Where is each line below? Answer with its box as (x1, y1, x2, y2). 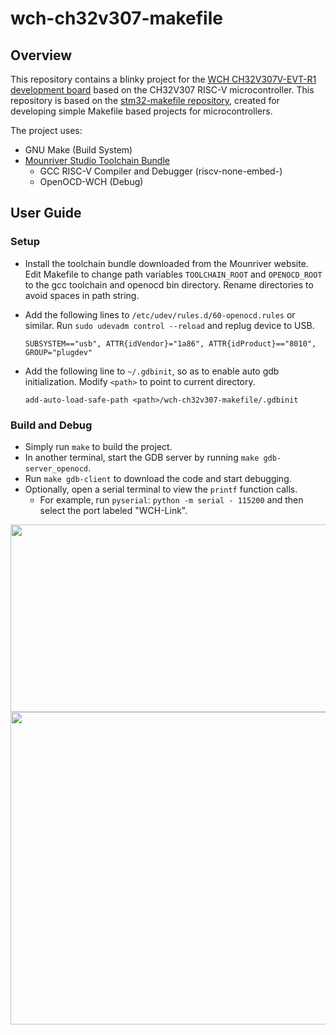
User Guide (10, 205, 82, 222)
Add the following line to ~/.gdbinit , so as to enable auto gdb (24, 365, 280, 377)
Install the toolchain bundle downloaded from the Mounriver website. (24, 257, 309, 269)
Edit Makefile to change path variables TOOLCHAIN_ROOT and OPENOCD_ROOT (24, 268, 323, 280)
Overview (10, 47, 73, 64)
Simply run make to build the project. (24, 440, 173, 452)
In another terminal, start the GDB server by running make (24, 451, 260, 463)
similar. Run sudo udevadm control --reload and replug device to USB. (24, 319, 315, 331)
